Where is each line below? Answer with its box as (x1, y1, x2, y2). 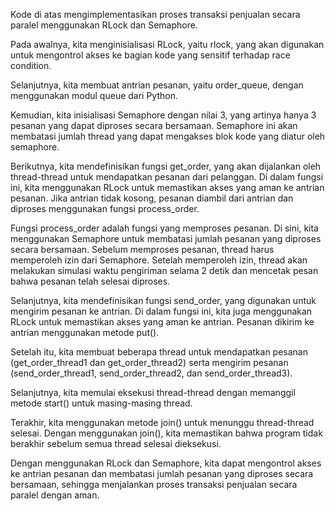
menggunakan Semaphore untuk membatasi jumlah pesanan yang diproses (10, 233, 322, 244)
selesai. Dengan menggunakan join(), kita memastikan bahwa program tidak (10, 427, 323, 439)
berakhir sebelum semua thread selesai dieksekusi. (10, 438, 222, 449)
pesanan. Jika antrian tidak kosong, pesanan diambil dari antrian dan (10, 192, 294, 204)
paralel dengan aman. (10, 489, 100, 501)
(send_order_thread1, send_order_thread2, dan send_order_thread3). (10, 367, 293, 379)
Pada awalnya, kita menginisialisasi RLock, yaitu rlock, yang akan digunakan (10, 39, 325, 50)
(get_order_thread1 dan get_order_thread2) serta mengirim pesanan (10, 357, 289, 368)
